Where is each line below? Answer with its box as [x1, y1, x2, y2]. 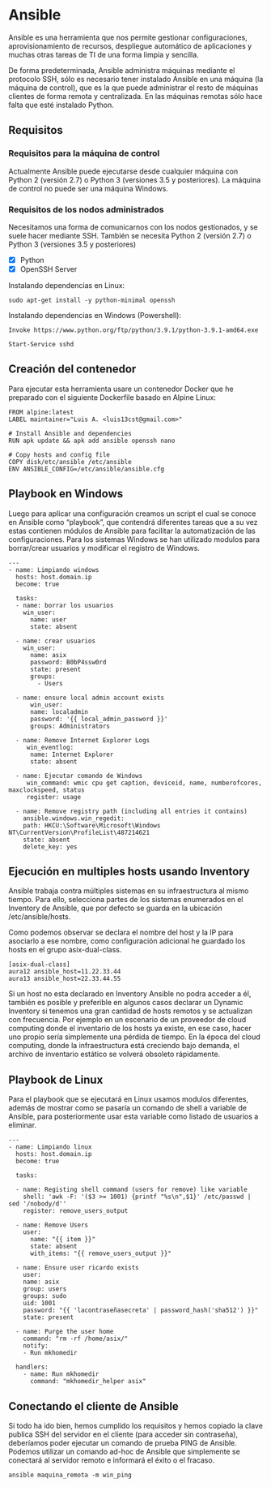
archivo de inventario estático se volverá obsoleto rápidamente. [8, 1049, 221, 1059]
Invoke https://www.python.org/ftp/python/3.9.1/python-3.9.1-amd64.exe [8, 326, 259, 334]
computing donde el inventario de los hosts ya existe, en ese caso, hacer [8, 1024, 252, 1034]
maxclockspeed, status [8, 785, 85, 794]
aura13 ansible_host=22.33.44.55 [8, 975, 121, 983]
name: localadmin [29, 707, 89, 716]
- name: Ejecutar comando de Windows [15, 771, 143, 780]
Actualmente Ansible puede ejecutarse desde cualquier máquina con [8, 166, 239, 176]
